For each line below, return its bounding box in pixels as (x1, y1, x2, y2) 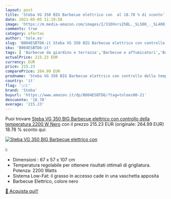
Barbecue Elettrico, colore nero (12, 178, 78, 184)
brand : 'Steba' (5, 87, 38, 93)
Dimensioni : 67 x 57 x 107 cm (12, 157, 75, 163)
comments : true (5, 26, 38, 31)
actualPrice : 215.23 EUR (5, 54, 58, 60)
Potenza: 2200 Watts (12, 168, 57, 174)
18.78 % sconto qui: (5, 126, 47, 132)
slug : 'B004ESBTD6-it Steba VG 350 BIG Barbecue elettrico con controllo (5, 41, 165, 46)
